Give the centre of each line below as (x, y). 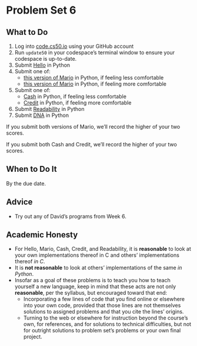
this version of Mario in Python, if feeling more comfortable (95, 84)
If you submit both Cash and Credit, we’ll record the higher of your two (92, 144)
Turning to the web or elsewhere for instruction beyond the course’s (106, 318)
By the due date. (26, 183)
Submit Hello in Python (42, 65)
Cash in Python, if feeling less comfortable (75, 96)
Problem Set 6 (41, 10)
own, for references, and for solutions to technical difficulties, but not (107, 324)
